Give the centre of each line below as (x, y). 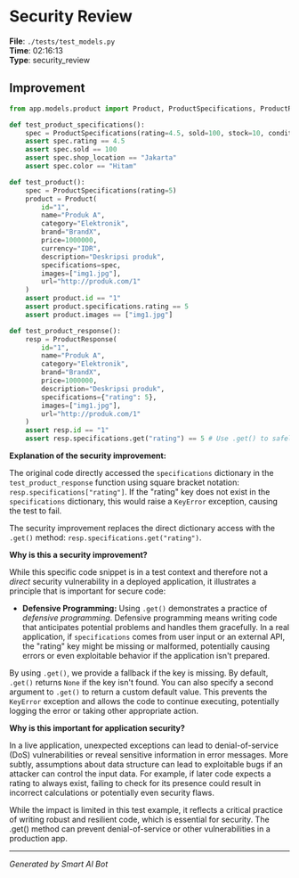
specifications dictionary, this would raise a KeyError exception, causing (144, 501)
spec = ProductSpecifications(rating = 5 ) (101, 190)
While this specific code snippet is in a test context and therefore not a (139, 572)
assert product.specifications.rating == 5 (107, 307)
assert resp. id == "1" (67, 431)
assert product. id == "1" (73, 299)
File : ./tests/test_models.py (62, 41)
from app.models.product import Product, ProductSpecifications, (133, 109)
